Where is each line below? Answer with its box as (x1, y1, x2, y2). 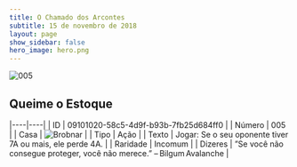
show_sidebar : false (9, 37, 86, 47)
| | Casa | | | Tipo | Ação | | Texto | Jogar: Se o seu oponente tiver (9, 129, 289, 139)
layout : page (9, 29, 58, 38)
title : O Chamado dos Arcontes (9, 12, 125, 22)
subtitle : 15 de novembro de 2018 (9, 21, 138, 30)
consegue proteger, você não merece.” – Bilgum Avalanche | (9, 147, 229, 158)
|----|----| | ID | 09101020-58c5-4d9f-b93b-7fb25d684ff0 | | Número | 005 (9, 119, 286, 130)
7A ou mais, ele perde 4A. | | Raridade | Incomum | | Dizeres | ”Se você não (9, 139, 285, 149)
